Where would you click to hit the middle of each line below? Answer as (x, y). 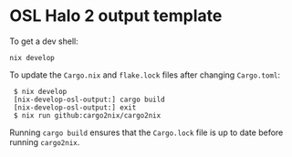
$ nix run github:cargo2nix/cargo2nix (87, 115)
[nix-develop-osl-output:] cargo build (89, 99)
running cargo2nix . (45, 141)
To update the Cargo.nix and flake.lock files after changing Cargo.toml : (145, 75)
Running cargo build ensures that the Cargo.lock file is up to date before (146, 132)
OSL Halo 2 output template (116, 16)
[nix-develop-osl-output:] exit (75, 107)
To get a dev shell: (44, 41)
